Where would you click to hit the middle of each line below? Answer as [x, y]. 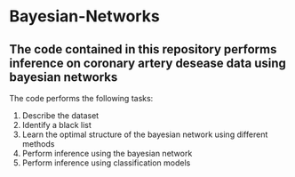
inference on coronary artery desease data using [148, 63]
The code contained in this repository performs [143, 49]
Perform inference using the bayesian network [107, 153]
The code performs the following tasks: [81, 98]
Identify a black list [56, 125]
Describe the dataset [60, 116]
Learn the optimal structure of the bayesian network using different [145, 134]
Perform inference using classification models [106, 163]
